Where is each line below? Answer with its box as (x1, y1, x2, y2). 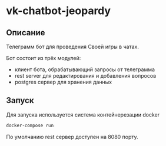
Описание (6, 28, 45, 38)
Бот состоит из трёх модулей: (6, 55, 81, 61)
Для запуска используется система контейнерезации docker (6, 111, 160, 118)
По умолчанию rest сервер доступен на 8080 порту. (6, 133, 138, 140)
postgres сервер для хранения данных (14, 78, 112, 85)
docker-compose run (6, 122, 54, 128)
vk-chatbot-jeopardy (6, 4, 111, 18)
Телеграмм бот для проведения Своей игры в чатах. (6, 43, 140, 50)
